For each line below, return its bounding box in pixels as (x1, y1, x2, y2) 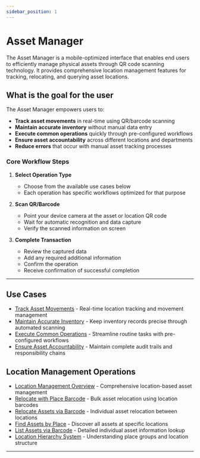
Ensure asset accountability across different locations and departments (14, 136, 193, 143)
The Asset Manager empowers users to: (6, 106, 105, 113)
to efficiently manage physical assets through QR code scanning (6, 60, 165, 67)
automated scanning (14, 324, 65, 331)
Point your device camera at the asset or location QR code (23, 212, 167, 219)
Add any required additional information (23, 254, 121, 261)
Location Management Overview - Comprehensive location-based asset (14, 382, 192, 390)
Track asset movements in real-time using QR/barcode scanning (14, 117, 175, 125)
